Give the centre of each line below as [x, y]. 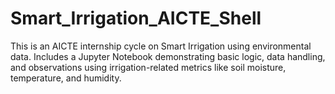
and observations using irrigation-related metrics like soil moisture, [148, 67]
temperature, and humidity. [66, 78]
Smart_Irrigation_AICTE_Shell [136, 18]
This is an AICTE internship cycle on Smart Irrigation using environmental [161, 46]
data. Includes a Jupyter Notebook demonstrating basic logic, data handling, [168, 56]
